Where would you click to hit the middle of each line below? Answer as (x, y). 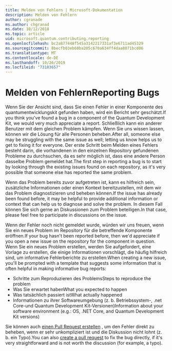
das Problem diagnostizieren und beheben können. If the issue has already (84, 193)
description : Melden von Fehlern (41, 15)
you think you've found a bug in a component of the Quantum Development (85, 118)
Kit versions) (26, 317)
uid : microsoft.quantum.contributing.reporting (57, 39)
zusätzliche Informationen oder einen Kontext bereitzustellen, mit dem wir (83, 188)
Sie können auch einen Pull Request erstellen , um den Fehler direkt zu (80, 327)
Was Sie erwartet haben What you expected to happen (70, 289)
